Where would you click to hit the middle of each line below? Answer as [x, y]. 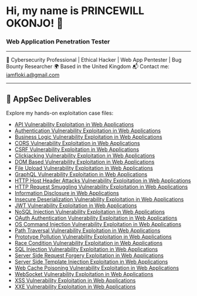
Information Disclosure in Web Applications [67, 193]
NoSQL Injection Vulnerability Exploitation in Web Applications [90, 212]
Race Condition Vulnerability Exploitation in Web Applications [89, 243]
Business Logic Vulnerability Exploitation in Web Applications [88, 137]
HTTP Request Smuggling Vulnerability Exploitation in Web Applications [101, 187]
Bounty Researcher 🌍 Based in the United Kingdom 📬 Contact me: [88, 66]
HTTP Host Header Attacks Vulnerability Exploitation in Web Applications [103, 181]
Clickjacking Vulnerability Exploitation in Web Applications [85, 156]
